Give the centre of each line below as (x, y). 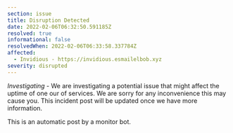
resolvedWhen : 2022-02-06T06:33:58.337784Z (72, 46)
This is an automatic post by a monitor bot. (69, 121)
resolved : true (30, 33)
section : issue (30, 14)
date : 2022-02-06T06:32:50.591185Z (59, 27)
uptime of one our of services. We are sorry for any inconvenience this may (117, 93)
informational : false (39, 40)
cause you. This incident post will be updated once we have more (102, 100)
